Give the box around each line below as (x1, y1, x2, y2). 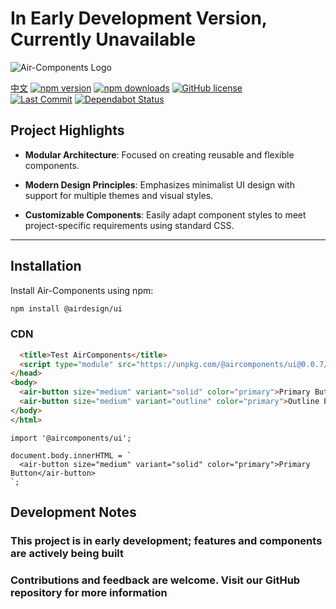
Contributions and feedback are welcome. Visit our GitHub (10, 573, 301, 587)
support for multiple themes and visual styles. (24, 189, 214, 201)
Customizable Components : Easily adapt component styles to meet (24, 208, 307, 221)
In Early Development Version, (10, 7, 268, 30)
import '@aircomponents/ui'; (10, 433, 132, 443)
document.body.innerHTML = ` (10, 450, 132, 461)
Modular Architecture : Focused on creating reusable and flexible (24, 148, 295, 161)
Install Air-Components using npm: (10, 284, 154, 296)
